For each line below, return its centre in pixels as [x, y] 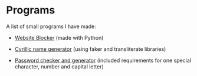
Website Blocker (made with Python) [59, 37]
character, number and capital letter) [59, 66]
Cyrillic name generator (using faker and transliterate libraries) [90, 49]
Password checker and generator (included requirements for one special [103, 60]
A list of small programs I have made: [51, 26]
